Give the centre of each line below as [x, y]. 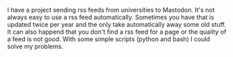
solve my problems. [35, 46]
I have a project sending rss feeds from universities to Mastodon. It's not [111, 10]
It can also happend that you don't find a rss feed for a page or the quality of [117, 32]
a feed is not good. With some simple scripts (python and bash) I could [109, 39]
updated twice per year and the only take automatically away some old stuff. [116, 24]
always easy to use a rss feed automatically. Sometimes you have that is [111, 17]
